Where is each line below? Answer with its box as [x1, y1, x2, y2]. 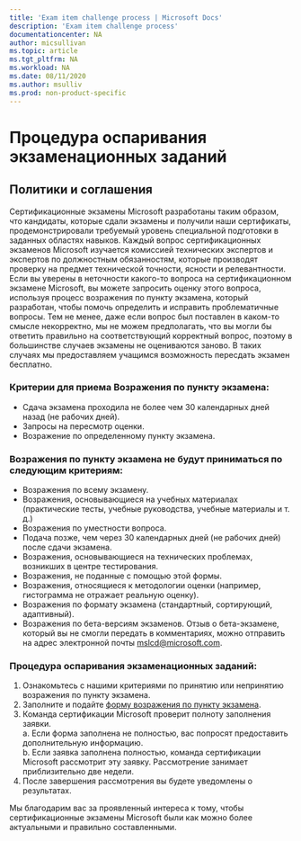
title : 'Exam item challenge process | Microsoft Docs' [9, 13, 223, 22]
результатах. [22, 785, 72, 796]
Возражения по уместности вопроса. [22, 523, 167, 533]
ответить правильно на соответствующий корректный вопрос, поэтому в [9, 330, 293, 341]
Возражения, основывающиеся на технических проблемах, [22, 551, 253, 562]
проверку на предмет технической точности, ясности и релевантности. [9, 263, 286, 274]
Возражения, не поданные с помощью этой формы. [22, 570, 223, 581]
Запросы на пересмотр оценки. [22, 420, 146, 432]
